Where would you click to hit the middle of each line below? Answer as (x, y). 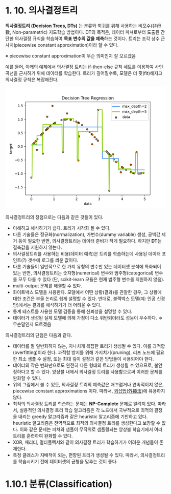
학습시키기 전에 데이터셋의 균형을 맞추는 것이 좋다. (68, 461)
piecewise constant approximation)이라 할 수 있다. (67, 45)
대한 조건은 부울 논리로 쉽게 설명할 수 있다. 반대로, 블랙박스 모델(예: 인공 (84, 299)
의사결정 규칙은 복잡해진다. (32, 80)
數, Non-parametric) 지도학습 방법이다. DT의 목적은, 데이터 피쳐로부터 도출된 (82, 32)
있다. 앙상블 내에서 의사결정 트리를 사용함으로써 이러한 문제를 (102, 371)
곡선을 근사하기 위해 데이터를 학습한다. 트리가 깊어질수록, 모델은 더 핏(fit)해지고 (84, 73)
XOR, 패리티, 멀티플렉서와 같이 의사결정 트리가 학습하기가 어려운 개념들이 (85, 442)
